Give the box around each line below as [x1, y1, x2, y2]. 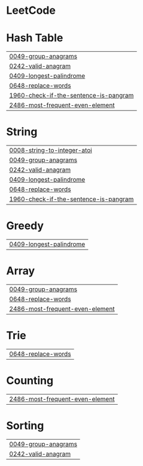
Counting [6, 374, 54, 388]
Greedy [6, 219, 44, 233]
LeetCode [6, 4, 56, 17]
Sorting [6, 419, 44, 432]
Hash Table [6, 31, 63, 45]
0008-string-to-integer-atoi [9, 146, 93, 155]
